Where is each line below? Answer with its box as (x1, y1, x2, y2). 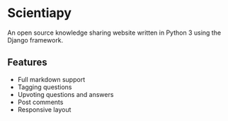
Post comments (17, 98, 64, 106)
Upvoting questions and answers (17, 90, 114, 98)
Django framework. (7, 35, 64, 44)
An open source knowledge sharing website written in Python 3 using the (7, 28, 222, 37)
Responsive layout (17, 105, 72, 114)
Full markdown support (17, 75, 86, 83)
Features (7, 57, 47, 69)
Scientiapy (7, 5, 72, 21)
